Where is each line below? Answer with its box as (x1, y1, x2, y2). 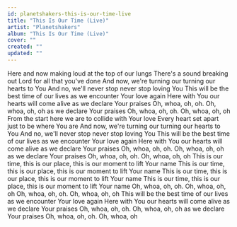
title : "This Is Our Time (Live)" (7, 17, 110, 24)
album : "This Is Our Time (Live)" (7, 30, 110, 37)
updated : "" (7, 50, 42, 57)
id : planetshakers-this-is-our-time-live (7, 10, 132, 18)
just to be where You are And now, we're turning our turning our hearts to (7, 122, 221, 130)
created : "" (7, 43, 42, 50)
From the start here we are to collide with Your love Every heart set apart (7, 114, 219, 122)
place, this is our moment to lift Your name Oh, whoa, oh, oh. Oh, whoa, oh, (7, 182, 226, 190)
